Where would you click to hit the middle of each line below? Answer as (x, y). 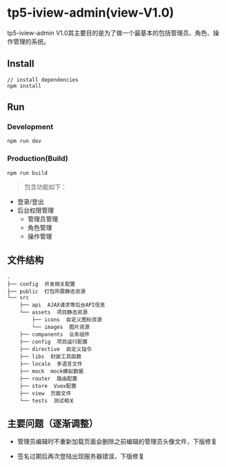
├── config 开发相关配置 (41, 284)
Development (30, 127)
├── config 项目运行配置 (54, 341)
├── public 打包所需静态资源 (47, 291)
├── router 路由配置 (49, 379)
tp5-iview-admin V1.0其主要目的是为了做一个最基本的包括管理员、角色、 (110, 33)
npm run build (28, 173)
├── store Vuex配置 (48, 386)
